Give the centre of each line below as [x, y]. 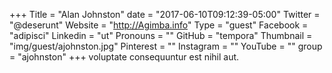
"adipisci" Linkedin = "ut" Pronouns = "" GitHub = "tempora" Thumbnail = [161, 35]
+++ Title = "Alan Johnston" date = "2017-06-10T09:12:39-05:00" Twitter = [165, 14]
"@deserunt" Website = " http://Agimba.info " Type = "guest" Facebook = [159, 25]
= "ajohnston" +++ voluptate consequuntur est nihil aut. [124, 57]
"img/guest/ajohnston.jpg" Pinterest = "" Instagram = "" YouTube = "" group [166, 46]
